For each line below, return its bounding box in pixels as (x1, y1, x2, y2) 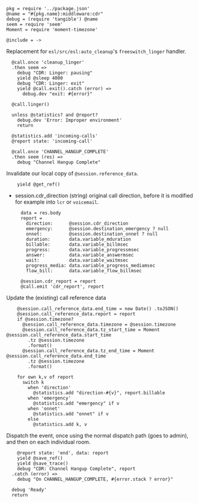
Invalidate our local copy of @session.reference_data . (6, 170, 138, 177)
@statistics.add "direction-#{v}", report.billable (32, 390, 165, 396)
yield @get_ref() (17, 181, 61, 187)
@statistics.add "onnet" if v (32, 411, 109, 417)
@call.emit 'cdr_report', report (20, 284, 105, 290)
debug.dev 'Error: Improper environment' (17, 117, 122, 123)
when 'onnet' (28, 406, 61, 412)
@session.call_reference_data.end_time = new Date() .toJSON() (17, 306, 179, 312)
